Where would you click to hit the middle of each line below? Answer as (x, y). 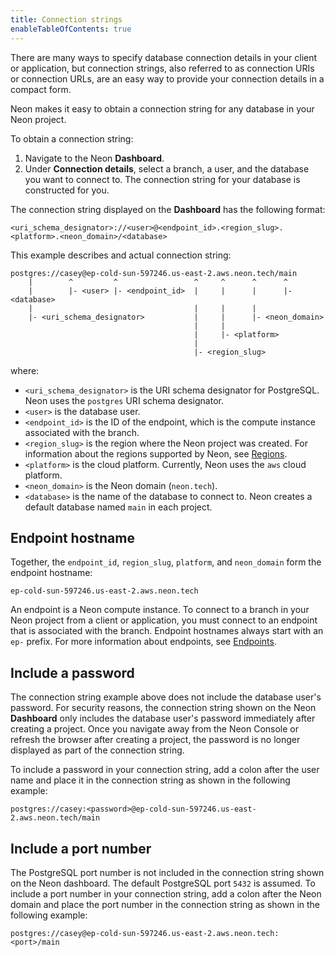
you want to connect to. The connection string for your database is (162, 179)
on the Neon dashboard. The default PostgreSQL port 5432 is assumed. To (163, 883)
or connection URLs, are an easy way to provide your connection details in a (167, 78)
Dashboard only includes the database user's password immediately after (163, 718)
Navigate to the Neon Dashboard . (94, 158)
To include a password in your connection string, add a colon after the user (165, 770)
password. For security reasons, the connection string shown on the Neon (163, 708)
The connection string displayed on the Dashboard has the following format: (168, 209)
